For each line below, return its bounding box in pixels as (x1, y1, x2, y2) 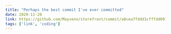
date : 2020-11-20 (5, 12, 42, 17)
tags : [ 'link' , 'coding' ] (5, 21, 60, 26)
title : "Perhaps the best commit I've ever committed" (5, 7, 124, 12)
